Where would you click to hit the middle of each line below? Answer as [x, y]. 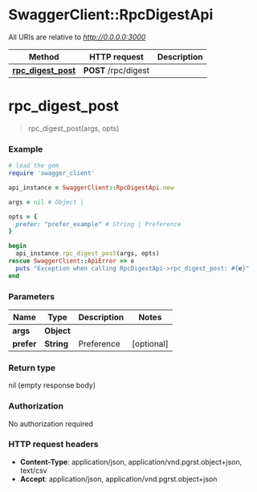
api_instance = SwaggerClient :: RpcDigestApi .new [91, 187]
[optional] [150, 344]
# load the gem [34, 166]
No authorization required [51, 424]
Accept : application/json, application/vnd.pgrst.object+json [118, 478]
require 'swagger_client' [51, 173]
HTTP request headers [53, 445]
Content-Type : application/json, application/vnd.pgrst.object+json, [131, 462]
